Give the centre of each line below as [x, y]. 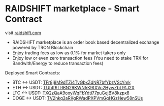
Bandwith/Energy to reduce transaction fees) [58, 63]
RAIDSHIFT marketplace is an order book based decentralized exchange [86, 42]
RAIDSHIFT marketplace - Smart [72, 9]
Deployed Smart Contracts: [33, 72]
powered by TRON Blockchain [43, 47]
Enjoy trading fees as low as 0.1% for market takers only [69, 53]
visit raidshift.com [23, 33]
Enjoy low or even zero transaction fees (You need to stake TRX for [80, 58]
